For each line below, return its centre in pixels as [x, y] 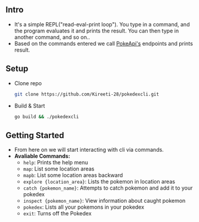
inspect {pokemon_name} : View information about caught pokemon [104, 201]
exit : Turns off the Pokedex [57, 214]
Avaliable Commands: [42, 156]
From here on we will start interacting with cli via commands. [89, 150]
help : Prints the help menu [56, 163]
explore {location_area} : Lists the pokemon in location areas [99, 182]
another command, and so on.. [52, 37]
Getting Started [35, 135]
